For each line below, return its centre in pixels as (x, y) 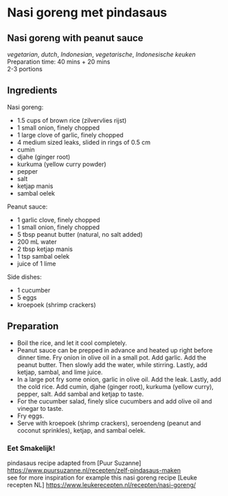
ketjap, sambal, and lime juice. (60, 372)
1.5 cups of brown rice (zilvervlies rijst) (72, 120)
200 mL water (37, 241)
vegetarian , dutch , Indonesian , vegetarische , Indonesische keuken (101, 54)
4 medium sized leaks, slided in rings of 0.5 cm (84, 142)
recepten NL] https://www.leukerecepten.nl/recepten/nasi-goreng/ (102, 484)
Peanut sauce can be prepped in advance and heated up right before (115, 350)
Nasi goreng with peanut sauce (75, 38)
